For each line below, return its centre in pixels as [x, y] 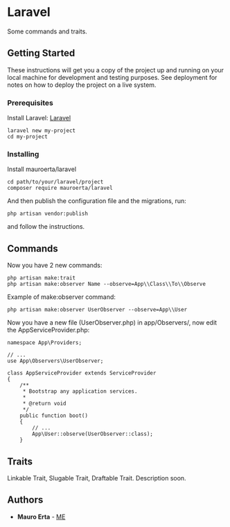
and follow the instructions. [46, 227]
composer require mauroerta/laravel [60, 188]
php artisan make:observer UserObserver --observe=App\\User [97, 310]
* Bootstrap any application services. [80, 391]
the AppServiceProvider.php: [48, 330]
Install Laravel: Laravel [39, 118]
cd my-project [28, 137]
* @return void [45, 404]
